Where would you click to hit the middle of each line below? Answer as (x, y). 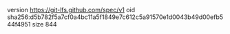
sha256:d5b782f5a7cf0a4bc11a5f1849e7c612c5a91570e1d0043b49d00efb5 (115, 17)
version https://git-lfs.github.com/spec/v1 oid (71, 10)
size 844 (44, 24)
